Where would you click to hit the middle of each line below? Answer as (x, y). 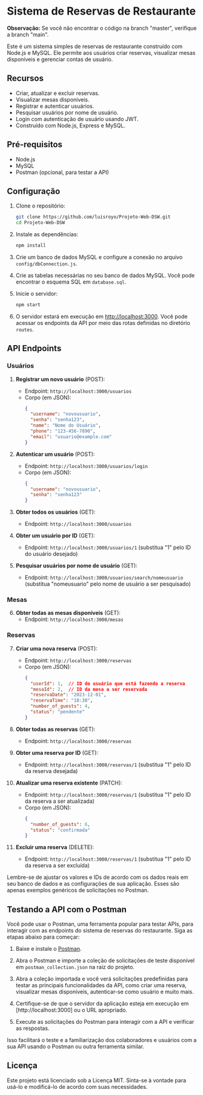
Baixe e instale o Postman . (48, 949)
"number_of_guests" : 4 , (60, 706)
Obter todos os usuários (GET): (55, 512)
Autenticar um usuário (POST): (55, 454)
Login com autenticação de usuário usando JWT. (77, 119)
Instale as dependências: (47, 234)
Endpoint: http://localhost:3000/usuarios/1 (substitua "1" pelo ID (108, 547)
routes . (25, 329)
